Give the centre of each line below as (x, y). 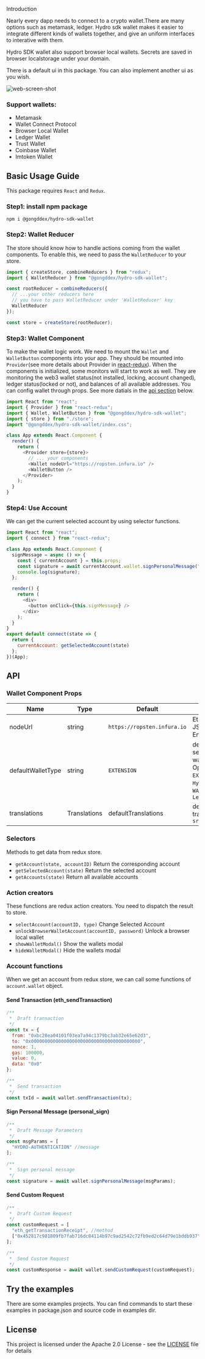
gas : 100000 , (28, 1053)
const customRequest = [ (38, 1225)
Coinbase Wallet (36, 150)
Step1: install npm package (47, 207)
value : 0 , (24, 1058)
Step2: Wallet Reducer (40, 235)
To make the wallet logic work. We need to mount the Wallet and (88, 352)
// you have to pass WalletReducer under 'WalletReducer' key (92, 300)
